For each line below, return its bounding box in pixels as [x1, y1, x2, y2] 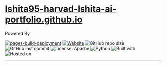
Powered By [5, 30, 30, 36]
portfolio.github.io [5, 14, 83, 25]
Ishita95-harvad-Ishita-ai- [5, 3, 117, 15]
